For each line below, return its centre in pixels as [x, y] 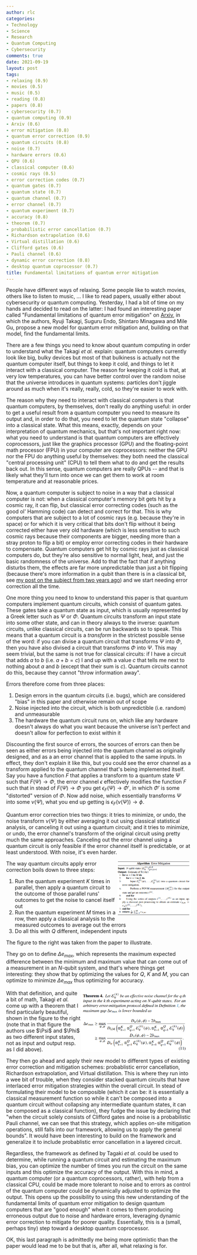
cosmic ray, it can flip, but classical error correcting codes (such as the [92, 505]
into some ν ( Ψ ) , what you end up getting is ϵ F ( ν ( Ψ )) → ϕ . [75, 803]
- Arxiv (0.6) [23, 124]
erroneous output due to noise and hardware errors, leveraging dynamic [93, 1216]
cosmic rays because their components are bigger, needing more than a [93, 536]
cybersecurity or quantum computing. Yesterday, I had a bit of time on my [95, 303]
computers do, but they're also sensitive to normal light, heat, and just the [95, 555]
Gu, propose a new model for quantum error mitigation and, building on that [97, 328]
